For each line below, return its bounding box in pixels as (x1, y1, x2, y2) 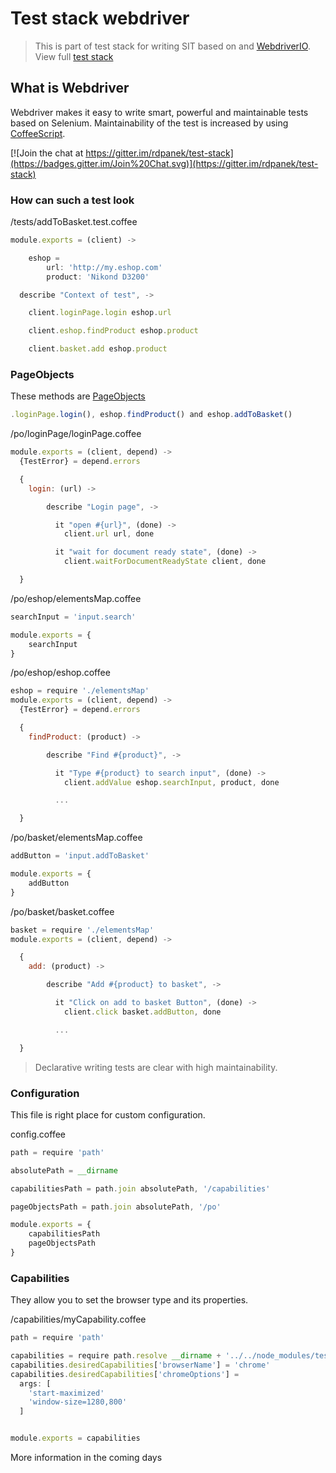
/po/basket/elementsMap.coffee (10, 832, 143, 844)
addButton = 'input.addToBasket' (10, 851, 150, 861)
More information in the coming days (10, 1452, 163, 1464)
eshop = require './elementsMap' (10, 686, 150, 696)
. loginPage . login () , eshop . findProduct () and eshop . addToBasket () (10, 410, 293, 420)
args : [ (19, 1378, 52, 1389)
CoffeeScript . (10, 127, 66, 139)
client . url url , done (63, 529, 155, 539)
